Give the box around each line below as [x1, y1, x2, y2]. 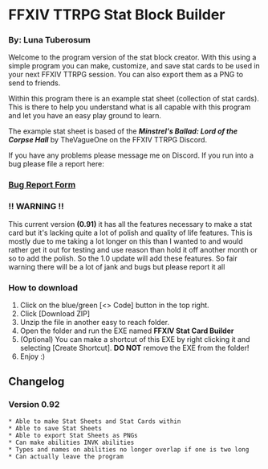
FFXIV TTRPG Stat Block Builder [8, 6, 225, 24]
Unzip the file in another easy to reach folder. [19, 318, 170, 327]
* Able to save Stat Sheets [8, 424, 103, 432]
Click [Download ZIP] [19, 309, 91, 319]
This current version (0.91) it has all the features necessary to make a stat [8, 219, 253, 228]
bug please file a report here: [8, 159, 104, 169]
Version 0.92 [8, 399, 60, 410]
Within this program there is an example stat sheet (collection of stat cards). [8, 94, 259, 104]
